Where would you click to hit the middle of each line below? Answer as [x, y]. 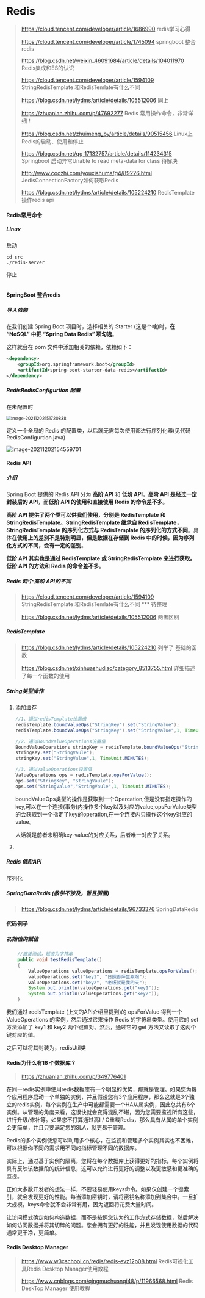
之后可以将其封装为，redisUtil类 [46, 1047]
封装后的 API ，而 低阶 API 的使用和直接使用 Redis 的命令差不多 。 [87, 502]
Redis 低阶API [24, 862]
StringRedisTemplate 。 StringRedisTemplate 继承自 [72, 522]
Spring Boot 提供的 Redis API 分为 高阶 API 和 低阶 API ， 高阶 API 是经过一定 [102, 494]
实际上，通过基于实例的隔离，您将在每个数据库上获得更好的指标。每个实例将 [103, 1161]
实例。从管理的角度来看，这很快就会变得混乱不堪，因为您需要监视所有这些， [103, 1112]
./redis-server [26, 262]
